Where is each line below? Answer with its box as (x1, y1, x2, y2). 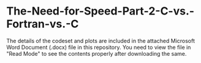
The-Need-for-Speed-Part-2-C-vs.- (6, 4, 195, 18)
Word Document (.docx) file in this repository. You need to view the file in (6, 44, 191, 51)
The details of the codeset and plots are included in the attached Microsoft (6, 37, 195, 44)
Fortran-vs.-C (6, 17, 79, 31)
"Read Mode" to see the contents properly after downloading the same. (6, 50, 187, 57)
